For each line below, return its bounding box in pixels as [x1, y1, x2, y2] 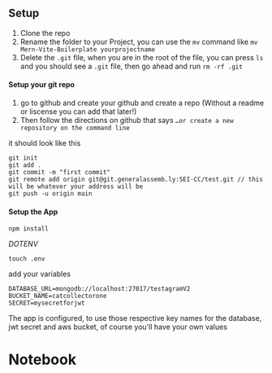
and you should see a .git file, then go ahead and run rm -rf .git [19, 61, 244, 71]
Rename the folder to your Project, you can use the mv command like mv [19, 37, 258, 46]
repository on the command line [19, 124, 130, 133]
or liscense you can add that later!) [19, 107, 137, 116]
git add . [8, 161, 42, 169]
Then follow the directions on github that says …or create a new [19, 116, 234, 125]
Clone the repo [19, 28, 71, 37]
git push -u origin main [8, 190, 93, 198]
